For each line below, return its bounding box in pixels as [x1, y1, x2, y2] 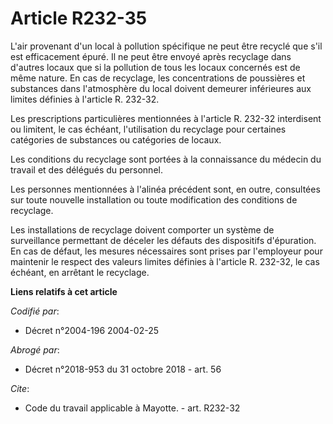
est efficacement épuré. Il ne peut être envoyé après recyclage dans [10, 50, 292, 62]
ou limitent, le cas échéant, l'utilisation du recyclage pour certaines [10, 123, 287, 135]
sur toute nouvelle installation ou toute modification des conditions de [10, 193, 298, 206]
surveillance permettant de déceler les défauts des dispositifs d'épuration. [10, 234, 317, 246]
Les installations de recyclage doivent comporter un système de [10, 223, 275, 236]
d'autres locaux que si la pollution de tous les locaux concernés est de [10, 61, 301, 73]
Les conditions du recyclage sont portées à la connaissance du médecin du [10, 153, 322, 165]
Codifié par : [10, 305, 60, 317]
